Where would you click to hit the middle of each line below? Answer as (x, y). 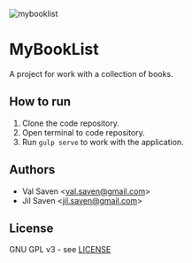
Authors (32, 170)
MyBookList (54, 50)
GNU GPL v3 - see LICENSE (60, 250)
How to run (40, 102)
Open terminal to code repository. (84, 132)
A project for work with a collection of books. (92, 73)
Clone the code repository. (70, 123)
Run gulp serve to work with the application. (103, 142)
